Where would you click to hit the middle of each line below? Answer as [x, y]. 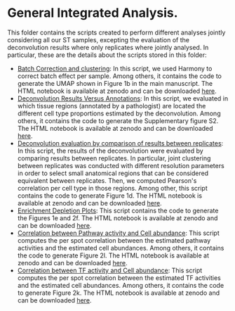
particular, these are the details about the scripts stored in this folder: [107, 55]
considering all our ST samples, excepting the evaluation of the [98, 39]
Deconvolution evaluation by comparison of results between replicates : [120, 143]
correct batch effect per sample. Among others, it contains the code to [120, 76]
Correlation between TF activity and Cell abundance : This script [110, 270]
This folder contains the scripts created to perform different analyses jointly [116, 32]
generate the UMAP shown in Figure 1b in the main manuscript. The [115, 83]
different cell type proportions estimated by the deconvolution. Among [119, 113]
